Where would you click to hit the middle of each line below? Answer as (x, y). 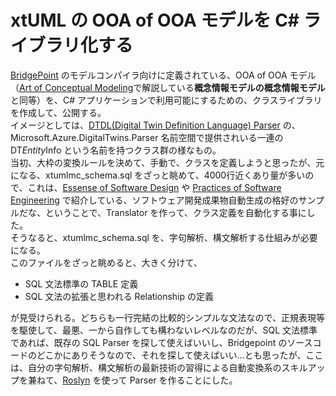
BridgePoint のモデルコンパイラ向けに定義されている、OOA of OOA (149, 75)
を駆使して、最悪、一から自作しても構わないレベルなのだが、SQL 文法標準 (164, 330)
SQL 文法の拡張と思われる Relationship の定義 (119, 296)
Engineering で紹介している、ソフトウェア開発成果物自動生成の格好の (154, 200)
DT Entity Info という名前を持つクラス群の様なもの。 (116, 150)
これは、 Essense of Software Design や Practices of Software (154, 187)
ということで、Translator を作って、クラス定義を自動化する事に (175, 212)
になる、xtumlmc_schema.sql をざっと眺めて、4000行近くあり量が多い (158, 175)
